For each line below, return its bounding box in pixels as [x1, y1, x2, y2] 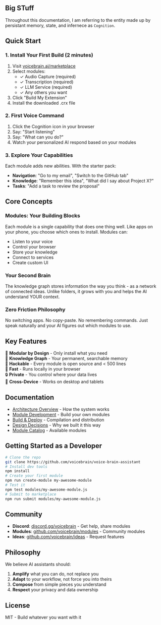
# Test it [5, 483, 26, 488]
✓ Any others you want [19, 89, 67, 95]
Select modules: [12, 68, 46, 74]
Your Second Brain [5, 272, 51, 279]
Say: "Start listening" [12, 128, 55, 134]
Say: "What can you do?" [12, 134, 64, 140]
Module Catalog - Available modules [12, 428, 87, 433]
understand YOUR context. [5, 294, 60, 300]
